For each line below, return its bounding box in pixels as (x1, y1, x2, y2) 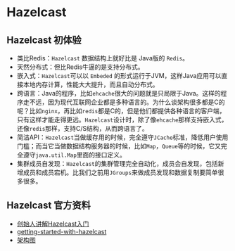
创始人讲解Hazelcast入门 (16, 219, 89, 228)
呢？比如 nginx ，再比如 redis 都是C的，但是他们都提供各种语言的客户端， (16, 107, 226, 115)
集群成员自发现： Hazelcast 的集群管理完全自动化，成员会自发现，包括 (16, 160, 219, 167)
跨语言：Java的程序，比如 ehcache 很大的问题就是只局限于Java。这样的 (16, 89, 221, 97)
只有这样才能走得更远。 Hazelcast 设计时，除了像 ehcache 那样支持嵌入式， (16, 115, 228, 124)
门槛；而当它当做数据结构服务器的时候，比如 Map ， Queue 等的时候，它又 (16, 142, 222, 150)
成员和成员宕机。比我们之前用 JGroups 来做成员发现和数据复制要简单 (23, 168, 218, 176)
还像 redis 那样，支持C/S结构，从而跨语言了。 (16, 124, 148, 132)
